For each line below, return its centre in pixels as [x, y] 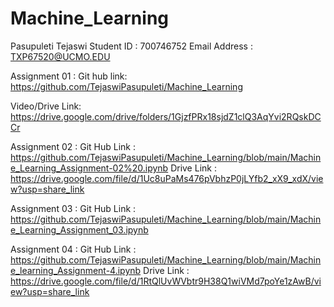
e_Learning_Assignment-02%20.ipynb [89, 168]
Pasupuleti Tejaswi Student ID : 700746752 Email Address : [131, 46]
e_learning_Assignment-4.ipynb [76, 270]
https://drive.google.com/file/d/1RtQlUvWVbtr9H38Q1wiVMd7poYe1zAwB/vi [166, 281]
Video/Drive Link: [46, 106]
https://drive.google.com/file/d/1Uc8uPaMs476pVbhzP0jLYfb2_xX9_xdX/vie [167, 178]
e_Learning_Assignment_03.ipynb [79, 229]
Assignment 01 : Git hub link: [69, 76]
